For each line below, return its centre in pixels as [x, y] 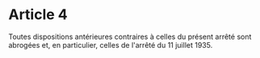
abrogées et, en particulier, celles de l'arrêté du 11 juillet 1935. [111, 44]
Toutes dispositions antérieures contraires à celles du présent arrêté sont [130, 37]
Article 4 [38, 15]
